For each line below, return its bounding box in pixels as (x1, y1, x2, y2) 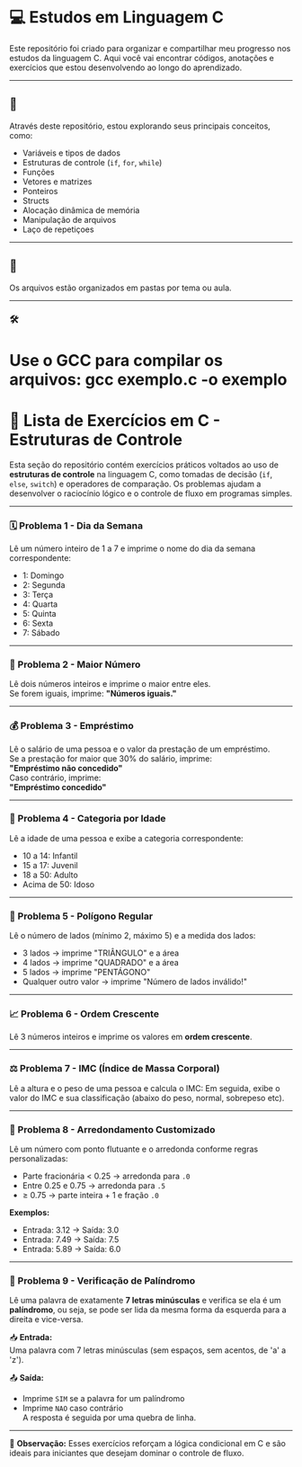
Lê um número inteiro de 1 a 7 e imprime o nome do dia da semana (9, 543, 256, 554)
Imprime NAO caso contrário (22, 1403, 124, 1414)
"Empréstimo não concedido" (9, 762, 123, 773)
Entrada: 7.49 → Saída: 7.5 (22, 1233, 120, 1245)
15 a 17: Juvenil (22, 859, 78, 870)
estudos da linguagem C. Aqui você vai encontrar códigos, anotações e (9, 52, 274, 63)
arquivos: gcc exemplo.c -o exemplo (9, 369, 288, 389)
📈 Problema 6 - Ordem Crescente (9, 1008, 160, 1020)
